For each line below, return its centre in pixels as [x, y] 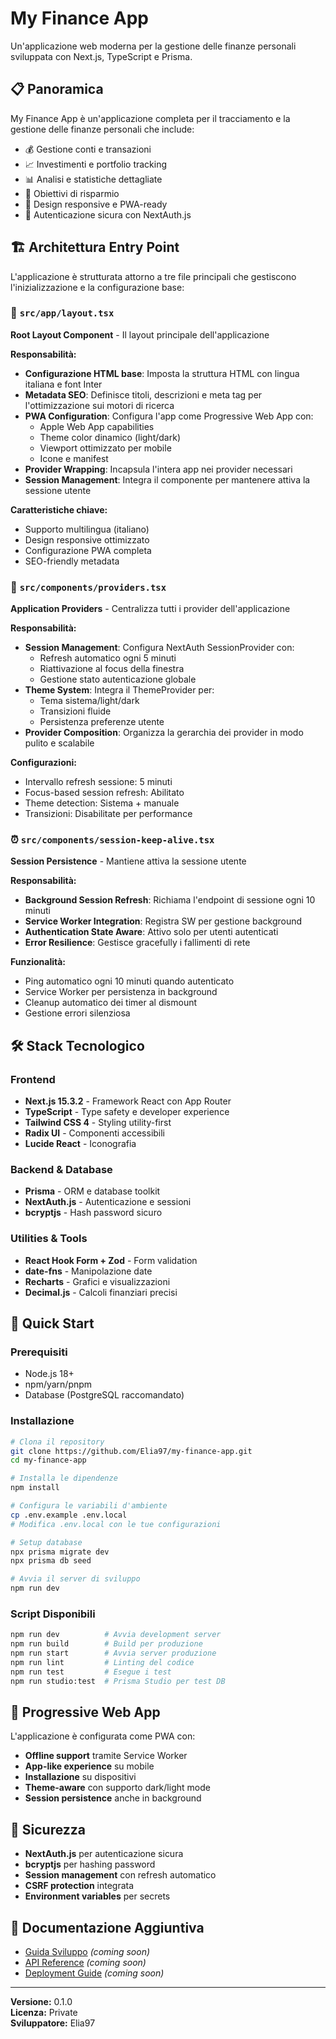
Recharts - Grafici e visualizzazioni [97, 1281]
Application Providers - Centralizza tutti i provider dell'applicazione [150, 609]
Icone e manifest [74, 458]
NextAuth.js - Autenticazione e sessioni [108, 1202]
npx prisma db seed [51, 1561]
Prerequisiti [39, 1352]
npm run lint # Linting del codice [102, 1663]
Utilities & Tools [49, 1239]
